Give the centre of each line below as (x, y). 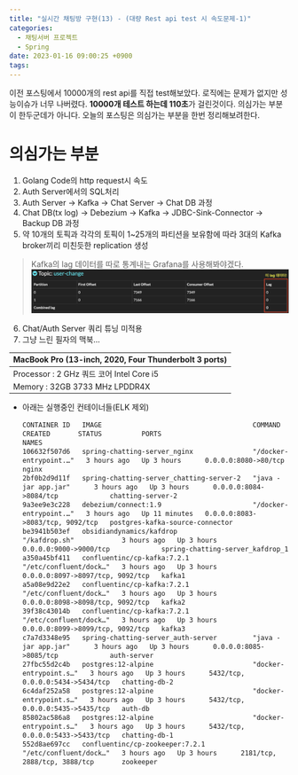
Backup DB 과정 (51, 223)
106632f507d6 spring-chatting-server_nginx (107, 452)
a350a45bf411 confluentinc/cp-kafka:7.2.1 (106, 559)
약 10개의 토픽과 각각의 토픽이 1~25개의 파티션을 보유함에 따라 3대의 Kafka (152, 234)
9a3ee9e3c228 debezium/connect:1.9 (92, 505)
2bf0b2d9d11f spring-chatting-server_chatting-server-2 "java (147, 479)
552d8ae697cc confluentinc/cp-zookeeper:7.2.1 (114, 745)
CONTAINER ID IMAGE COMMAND (151, 426)
